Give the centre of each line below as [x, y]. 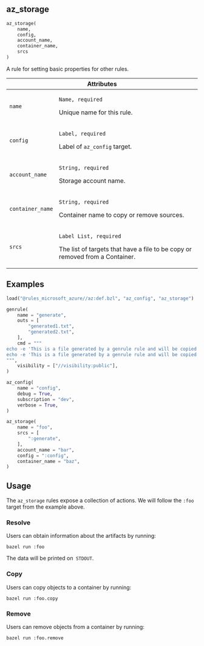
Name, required [81, 99]
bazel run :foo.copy [32, 598]
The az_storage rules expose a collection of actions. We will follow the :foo [100, 501]
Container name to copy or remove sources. [121, 215]
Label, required [82, 133]
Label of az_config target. [95, 146]
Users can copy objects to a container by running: [69, 587]
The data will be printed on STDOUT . [50, 558]
